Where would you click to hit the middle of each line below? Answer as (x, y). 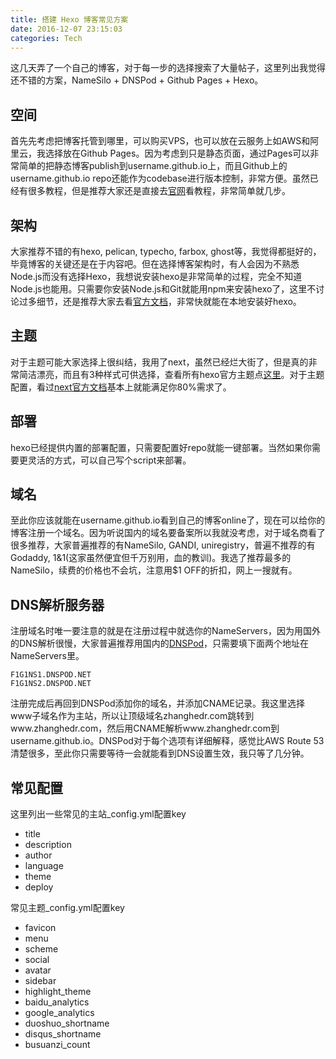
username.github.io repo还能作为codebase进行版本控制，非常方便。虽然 (160, 178)
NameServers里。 (47, 656)
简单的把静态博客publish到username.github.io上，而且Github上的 (153, 166)
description (48, 845)
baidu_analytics (57, 1002)
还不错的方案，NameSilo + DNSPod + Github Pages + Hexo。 (137, 80)
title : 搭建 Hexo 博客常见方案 (69, 19)
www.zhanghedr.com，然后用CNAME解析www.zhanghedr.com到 (145, 728)
